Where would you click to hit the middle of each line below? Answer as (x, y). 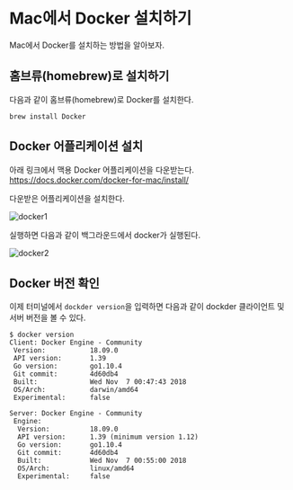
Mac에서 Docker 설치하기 (101, 18)
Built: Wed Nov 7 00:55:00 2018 (102, 461)
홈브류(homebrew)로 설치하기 (89, 76)
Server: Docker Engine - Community (76, 414)
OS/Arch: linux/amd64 (76, 468)
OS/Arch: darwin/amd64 (76, 390)
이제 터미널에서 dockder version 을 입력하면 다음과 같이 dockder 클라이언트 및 (147, 307)
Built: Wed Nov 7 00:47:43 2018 (100, 382)
